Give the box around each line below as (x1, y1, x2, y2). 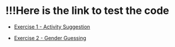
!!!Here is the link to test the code (5, 4, 170, 17)
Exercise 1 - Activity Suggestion (13, 23, 90, 30)
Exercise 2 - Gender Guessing (13, 34, 87, 41)
